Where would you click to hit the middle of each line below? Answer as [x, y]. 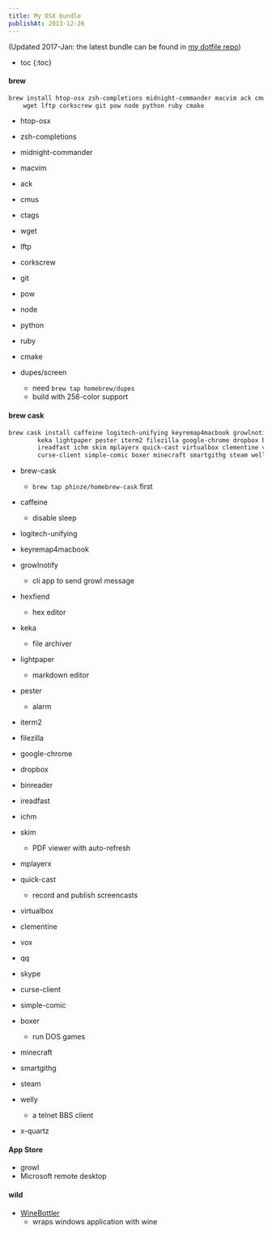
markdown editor [61, 675]
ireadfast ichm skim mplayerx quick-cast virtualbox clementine [148, 448]
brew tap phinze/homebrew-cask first [92, 487]
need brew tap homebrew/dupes [83, 388]
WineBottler [40, 1213]
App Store [25, 1150]
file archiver [52, 644]
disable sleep [54, 518]
